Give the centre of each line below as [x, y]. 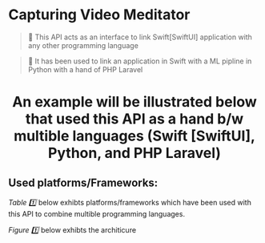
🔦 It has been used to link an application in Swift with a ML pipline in [140, 61]
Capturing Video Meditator [99, 15]
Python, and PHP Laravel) [135, 153]
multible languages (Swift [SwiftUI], [135, 136]
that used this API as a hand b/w [135, 119]
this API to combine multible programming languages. [97, 213]
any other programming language [83, 45]
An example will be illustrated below [135, 102]
